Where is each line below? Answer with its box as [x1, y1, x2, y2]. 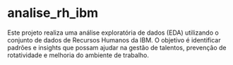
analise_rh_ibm [7, 5, 99, 21]
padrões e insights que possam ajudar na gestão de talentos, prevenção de [7, 43, 227, 52]
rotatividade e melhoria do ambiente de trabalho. [7, 51, 150, 59]
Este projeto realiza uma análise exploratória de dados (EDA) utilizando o [7, 28, 219, 37]
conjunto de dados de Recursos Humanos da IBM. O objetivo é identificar [7, 35, 221, 44]
